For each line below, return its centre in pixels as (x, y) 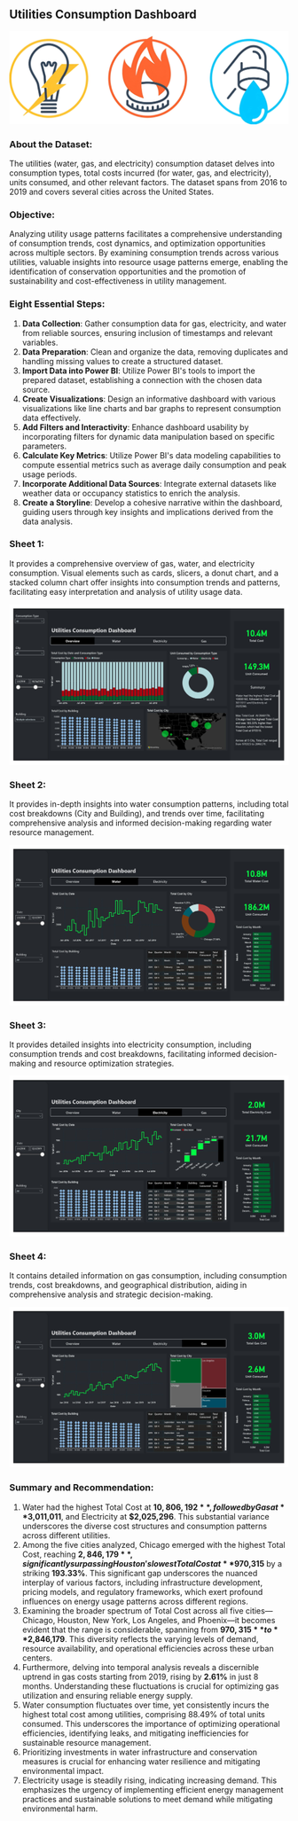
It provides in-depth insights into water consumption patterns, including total (149, 804)
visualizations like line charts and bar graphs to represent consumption (151, 408)
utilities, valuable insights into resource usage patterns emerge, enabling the (149, 262)
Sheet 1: (27, 544)
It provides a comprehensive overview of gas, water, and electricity (132, 563)
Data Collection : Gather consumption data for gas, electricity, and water (154, 324)
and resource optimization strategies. (106, 1064)
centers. (37, 1658)
